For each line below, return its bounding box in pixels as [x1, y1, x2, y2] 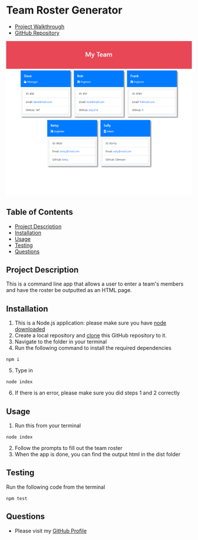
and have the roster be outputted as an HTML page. [6, 287, 132, 294]
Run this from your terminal [14, 422, 81, 429]
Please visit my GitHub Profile [14, 527, 87, 534]
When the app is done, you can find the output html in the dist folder [14, 451, 181, 458]
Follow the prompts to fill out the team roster [14, 445, 123, 452]
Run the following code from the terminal [6, 483, 105, 491]
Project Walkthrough [14, 23, 65, 30]
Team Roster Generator [6, 4, 123, 17]
